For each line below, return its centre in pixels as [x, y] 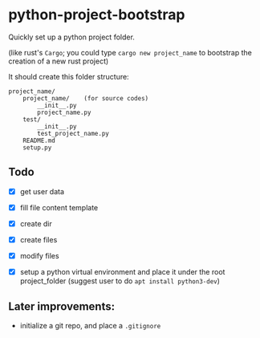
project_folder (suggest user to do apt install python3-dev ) [120, 281]
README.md [39, 140]
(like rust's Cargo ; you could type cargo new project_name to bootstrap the [130, 52]
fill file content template [59, 207]
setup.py [37, 147]
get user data [42, 191]
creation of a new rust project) [59, 61]
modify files [39, 256]
